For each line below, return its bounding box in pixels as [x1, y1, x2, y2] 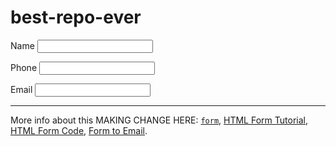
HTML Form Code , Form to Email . [10, 124, 148, 136]
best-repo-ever [10, 6, 142, 29]
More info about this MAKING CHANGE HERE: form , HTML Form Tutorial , [10, 114, 308, 126]
